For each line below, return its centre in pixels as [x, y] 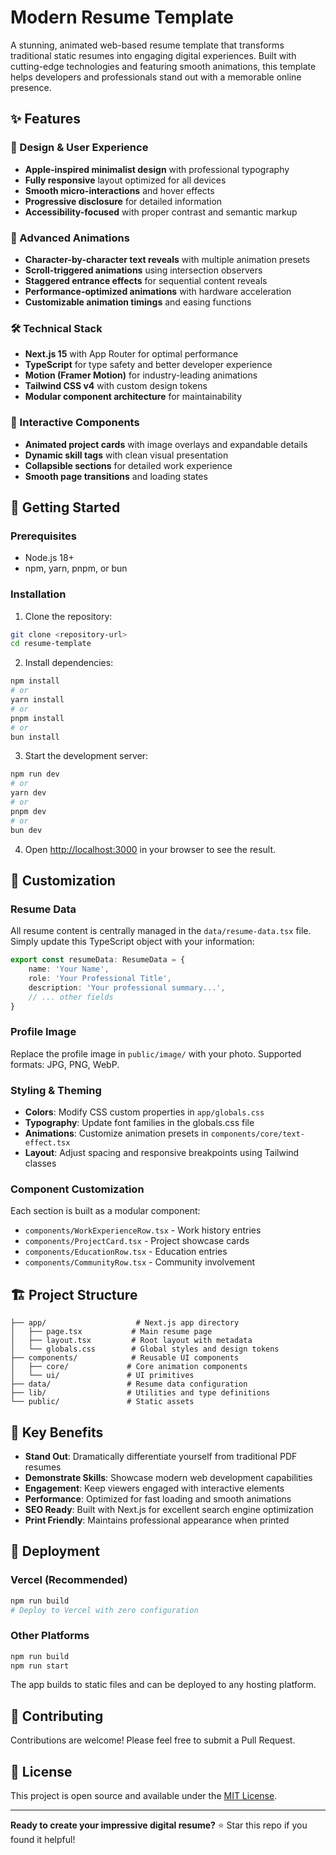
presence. [31, 87]
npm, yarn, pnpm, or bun [76, 568]
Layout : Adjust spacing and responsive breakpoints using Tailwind [162, 1153]
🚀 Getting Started [65, 507]
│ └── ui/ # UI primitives [102, 1376]
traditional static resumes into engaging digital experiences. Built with [153, 55]
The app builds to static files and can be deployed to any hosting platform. [163, 1685]
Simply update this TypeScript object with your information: [132, 942]
